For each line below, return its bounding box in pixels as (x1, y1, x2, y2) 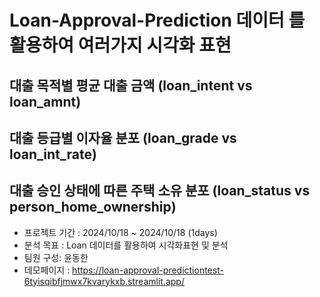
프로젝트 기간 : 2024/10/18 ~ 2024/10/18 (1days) (23, 226, 218, 238)
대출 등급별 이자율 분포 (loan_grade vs (9, 129, 237, 146)
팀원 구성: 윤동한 (23, 251, 89, 263)
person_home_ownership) (9, 199, 177, 216)
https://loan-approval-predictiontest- (72, 264, 224, 276)
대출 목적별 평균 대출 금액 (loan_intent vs (9, 77, 253, 94)
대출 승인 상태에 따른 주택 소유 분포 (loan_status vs (9, 182, 311, 200)
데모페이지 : (23, 264, 71, 276)
